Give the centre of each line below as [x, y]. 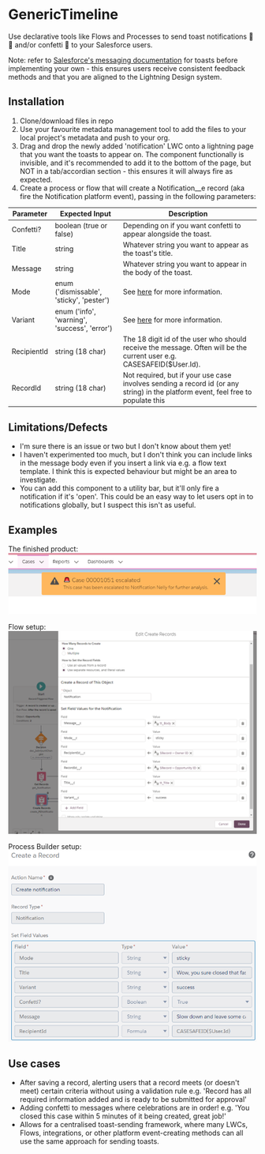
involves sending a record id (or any [181, 383]
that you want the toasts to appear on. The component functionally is [132, 154]
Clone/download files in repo [67, 121]
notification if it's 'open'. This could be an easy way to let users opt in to [136, 497]
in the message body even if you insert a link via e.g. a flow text [123, 463]
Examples [33, 530]
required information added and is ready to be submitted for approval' [133, 1099]
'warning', [71, 320]
